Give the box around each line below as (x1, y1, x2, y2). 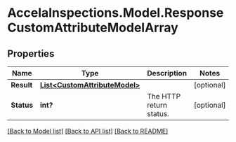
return (147, 100, 167, 110)
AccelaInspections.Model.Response (7, 5, 224, 21)
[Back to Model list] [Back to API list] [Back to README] (7, 127, 169, 135)
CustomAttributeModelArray (7, 20, 179, 36)
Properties (7, 48, 55, 59)
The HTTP (147, 92, 181, 101)
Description (147, 69, 188, 78)
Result (11, 80, 33, 90)
